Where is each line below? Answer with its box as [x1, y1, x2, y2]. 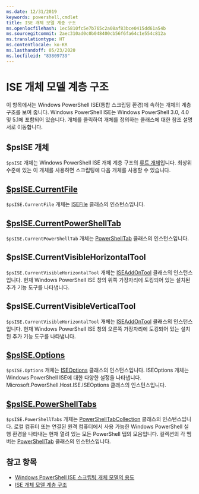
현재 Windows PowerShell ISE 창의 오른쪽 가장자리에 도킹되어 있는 [23, 325, 179, 332]
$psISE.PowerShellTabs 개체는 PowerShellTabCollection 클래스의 [6, 416, 162, 423]
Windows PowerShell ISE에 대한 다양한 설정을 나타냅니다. [6, 374, 142, 381]
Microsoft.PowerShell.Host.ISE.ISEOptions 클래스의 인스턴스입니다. [6, 381, 166, 389]
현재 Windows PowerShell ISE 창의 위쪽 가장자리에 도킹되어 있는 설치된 [23, 276, 191, 283]
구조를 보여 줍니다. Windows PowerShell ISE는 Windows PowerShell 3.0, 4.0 [6, 108, 189, 116]
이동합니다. [17, 123, 43, 131]
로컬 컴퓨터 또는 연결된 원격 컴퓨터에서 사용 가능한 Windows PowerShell [14, 423, 183, 430]
